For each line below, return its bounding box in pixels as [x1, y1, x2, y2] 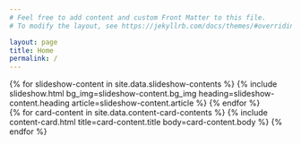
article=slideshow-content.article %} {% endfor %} [71, 97, 261, 108]
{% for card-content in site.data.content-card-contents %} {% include [9, 107, 269, 118]
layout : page [9, 38, 58, 47]
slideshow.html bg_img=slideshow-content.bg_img [9, 89, 197, 99]
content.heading [9, 97, 70, 108]
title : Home [9, 46, 54, 55]
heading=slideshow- [198, 89, 275, 99]
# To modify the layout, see [9, 21, 118, 30]
